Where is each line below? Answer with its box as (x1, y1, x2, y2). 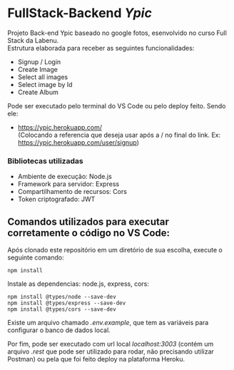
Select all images (17, 73, 68, 81)
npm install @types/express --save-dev (7, 299, 126, 307)
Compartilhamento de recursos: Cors (17, 187, 127, 196)
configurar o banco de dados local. (7, 326, 111, 334)
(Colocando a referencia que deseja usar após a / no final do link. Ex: (17, 130, 221, 139)
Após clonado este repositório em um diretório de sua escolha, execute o (7, 246, 223, 255)
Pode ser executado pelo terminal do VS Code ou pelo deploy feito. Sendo (7, 101, 226, 110)
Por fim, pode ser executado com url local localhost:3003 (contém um (7, 340, 214, 349)
